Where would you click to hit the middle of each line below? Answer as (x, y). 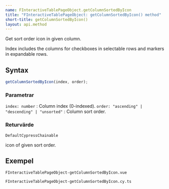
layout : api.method (26, 24)
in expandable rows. (27, 54)
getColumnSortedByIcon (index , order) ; (47, 82)
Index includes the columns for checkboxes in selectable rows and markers (85, 49)
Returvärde (20, 125)
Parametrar (20, 95)
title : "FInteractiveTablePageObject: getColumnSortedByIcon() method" (83, 15)
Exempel (19, 161)
